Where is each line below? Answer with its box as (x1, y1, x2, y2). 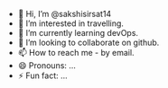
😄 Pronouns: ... (17, 60, 77, 71)
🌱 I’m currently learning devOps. (17, 28, 138, 38)
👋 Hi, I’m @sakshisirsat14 (17, 9, 112, 19)
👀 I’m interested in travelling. (17, 18, 125, 29)
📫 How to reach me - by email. (17, 48, 135, 57)
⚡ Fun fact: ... (17, 70, 68, 81)
